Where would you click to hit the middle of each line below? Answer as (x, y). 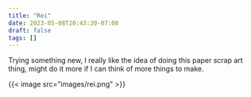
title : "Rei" (30, 16)
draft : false (30, 30)
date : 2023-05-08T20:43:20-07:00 (64, 23)
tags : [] (23, 38)
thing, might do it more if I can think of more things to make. (106, 69)
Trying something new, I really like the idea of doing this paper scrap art (126, 60)
